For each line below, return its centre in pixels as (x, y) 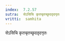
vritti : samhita (23, 19)
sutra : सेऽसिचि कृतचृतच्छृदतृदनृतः (32, 14)
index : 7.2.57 (21, 10)
